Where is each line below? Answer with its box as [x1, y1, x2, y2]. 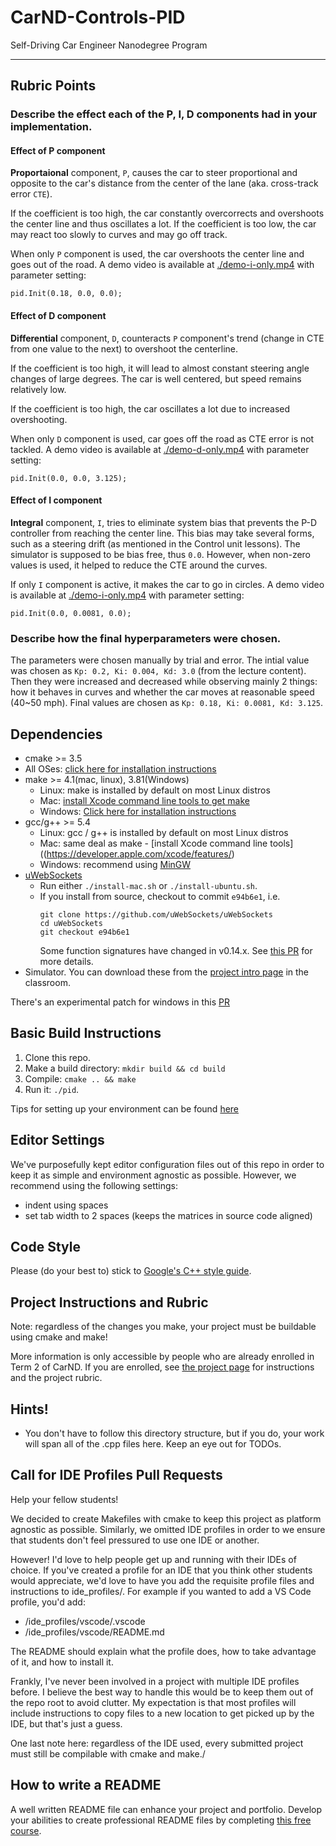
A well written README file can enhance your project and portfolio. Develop [10, 1803, 323, 1815]
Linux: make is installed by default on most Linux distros [39, 784, 271, 796]
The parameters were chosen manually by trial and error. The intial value [10, 654, 310, 666]
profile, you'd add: [10, 1596, 86, 1608]
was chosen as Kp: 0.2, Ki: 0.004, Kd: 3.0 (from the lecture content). [10, 665, 307, 677]
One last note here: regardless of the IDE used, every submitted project [10, 1737, 304, 1749]
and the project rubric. [10, 1372, 103, 1384]
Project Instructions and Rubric [10, 1294, 209, 1311]
